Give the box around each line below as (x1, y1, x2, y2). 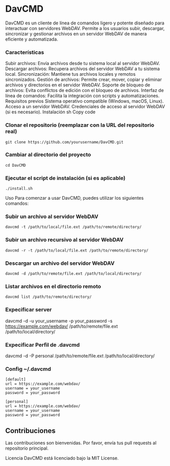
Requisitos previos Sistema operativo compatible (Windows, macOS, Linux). (5, 98, 164, 104)
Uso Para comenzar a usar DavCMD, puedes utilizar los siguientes (5, 195, 144, 201)
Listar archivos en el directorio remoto (5, 283, 101, 290)
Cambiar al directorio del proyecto (5, 151, 91, 158)
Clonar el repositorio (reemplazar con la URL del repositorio (5, 121, 155, 129)
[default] (5, 377, 26, 382)
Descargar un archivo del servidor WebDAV (5, 260, 115, 267)
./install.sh (5, 186, 33, 191)
